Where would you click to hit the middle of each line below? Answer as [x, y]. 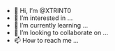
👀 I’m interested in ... [43, 18]
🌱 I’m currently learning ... [51, 25]
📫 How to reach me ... [46, 40]
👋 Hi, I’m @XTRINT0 [43, 11]
